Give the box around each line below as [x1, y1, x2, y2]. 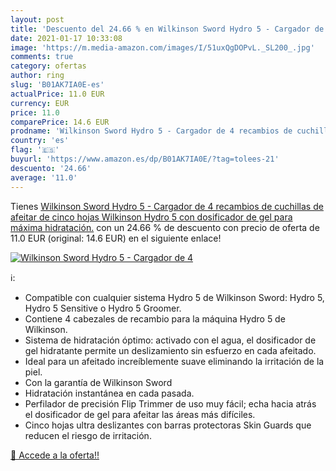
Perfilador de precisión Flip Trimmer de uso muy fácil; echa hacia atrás [24, 397, 317, 410]
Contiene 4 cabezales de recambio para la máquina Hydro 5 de [24, 312, 286, 325]
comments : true [10, 52, 74, 62]
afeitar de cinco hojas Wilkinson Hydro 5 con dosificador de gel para [10, 211, 293, 223]
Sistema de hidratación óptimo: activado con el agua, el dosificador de [24, 334, 317, 346]
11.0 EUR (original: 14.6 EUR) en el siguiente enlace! [10, 232, 222, 244]
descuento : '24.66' [10, 163, 92, 173]
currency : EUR [10, 98, 70, 108]
